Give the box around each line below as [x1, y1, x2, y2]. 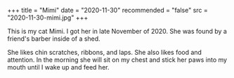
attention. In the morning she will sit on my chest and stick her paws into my [7, 56, 227, 64]
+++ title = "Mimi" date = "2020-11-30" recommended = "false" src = [7, 6, 209, 14]
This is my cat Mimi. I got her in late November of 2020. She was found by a [7, 27, 227, 35]
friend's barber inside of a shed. [7, 34, 100, 43]
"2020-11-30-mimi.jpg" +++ [7, 13, 89, 22]
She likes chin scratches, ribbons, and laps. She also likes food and [7, 48, 202, 56]
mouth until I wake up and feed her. [7, 63, 110, 71]
